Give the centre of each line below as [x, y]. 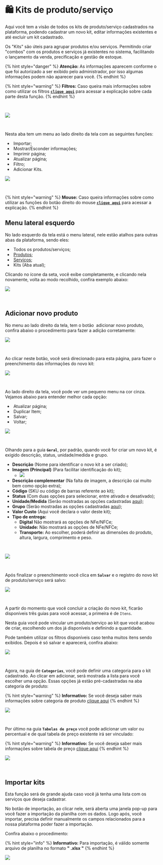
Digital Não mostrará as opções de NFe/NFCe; [66, 522]
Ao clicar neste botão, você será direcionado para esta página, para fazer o [81, 358]
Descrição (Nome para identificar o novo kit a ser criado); [70, 464]
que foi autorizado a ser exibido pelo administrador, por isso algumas [74, 71]
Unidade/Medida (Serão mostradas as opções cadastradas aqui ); [78, 501]
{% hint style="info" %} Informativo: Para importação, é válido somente [77, 843]
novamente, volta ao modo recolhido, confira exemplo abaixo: [67, 279]
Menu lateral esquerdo [40, 223]
